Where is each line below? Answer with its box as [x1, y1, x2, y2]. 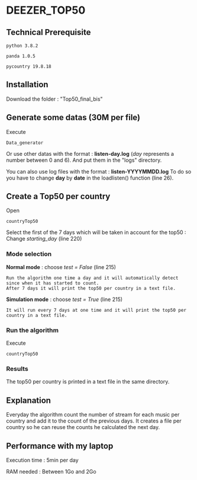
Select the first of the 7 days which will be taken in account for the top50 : [6, 229, 186, 236]
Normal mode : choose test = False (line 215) [6, 263, 117, 270]
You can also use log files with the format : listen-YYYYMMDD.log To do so [6, 168, 192, 175]
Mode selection [6, 250, 52, 258]
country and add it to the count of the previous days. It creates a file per [6, 417, 182, 424]
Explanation [6, 395, 51, 405]
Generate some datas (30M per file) [6, 113, 141, 123]
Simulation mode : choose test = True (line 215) [6, 296, 123, 303]
